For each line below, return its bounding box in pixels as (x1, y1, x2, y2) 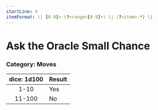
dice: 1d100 (9, 75, 44, 83)
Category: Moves (6, 60, 57, 68)
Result (49, 75, 67, 83)
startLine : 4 (6, 8, 38, 15)
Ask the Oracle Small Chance (6, 39, 150, 53)
